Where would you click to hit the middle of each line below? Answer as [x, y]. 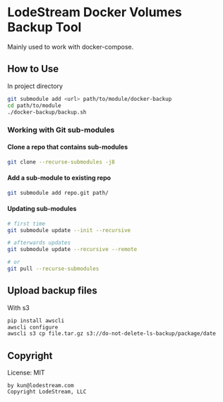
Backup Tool [44, 27]
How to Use [33, 69]
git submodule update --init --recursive [69, 230]
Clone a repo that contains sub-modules [68, 147]
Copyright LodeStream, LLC [47, 392]
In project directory [35, 86]
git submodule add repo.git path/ [58, 193]
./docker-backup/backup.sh [47, 112]
